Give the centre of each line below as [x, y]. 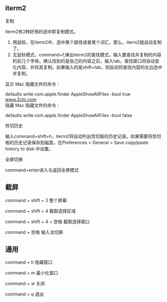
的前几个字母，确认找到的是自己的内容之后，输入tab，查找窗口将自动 [83, 61]
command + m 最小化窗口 [32, 273]
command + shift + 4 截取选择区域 [40, 211]
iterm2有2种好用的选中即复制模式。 [42, 31]
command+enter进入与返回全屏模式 [42, 170]
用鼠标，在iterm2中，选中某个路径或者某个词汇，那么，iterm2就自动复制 [87, 42]
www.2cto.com [21, 99]
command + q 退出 [24, 294]
